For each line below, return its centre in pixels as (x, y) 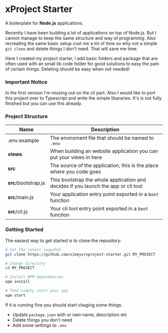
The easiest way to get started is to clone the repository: (63, 240)
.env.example (23, 140)
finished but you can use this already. (44, 103)
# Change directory (25, 263)
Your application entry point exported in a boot (104, 194)
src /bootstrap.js (26, 182)
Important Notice (26, 82)
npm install (17, 282)
